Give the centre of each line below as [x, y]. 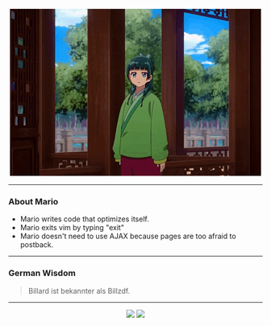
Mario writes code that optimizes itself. [84, 219]
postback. [37, 245]
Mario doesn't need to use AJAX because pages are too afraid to [128, 236]
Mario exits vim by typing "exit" [72, 228]
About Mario [33, 201]
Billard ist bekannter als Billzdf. [79, 291]
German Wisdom [42, 273]
